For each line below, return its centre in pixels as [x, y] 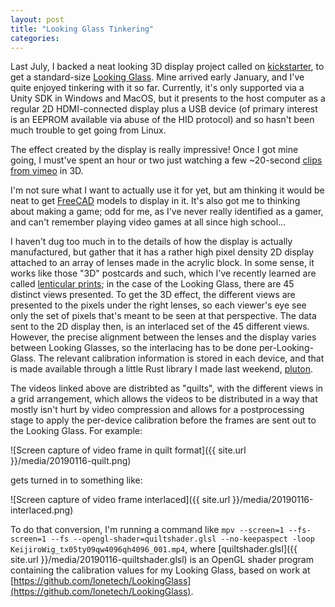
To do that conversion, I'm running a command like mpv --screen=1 [147, 530]
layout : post [37, 19]
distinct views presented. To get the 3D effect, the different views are [153, 295]
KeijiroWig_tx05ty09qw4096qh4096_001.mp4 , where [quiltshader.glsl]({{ [154, 549]
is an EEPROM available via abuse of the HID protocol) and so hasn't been [162, 120]
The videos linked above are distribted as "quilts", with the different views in [167, 388]
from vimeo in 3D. [47, 171]
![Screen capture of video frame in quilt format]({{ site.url [128, 450]
